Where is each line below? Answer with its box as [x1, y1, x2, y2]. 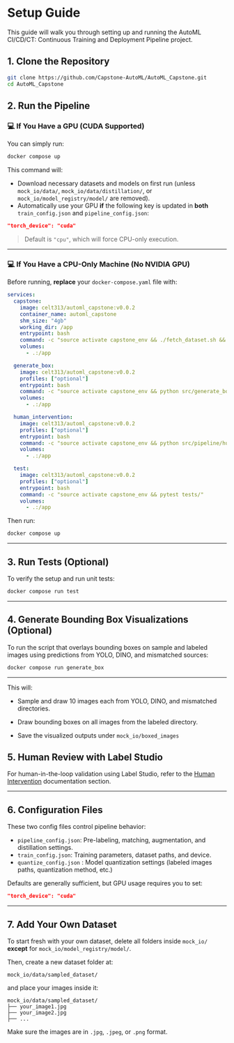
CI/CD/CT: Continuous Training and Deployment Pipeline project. [7, 35, 193, 43]
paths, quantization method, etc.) [17, 866, 113, 874]
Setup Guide [7, 5, 81, 21]
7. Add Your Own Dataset [7, 918, 117, 930]
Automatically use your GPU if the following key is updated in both [17, 201, 209, 210]
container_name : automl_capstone [19, 310, 117, 318]
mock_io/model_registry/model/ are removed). [17, 194, 150, 203]
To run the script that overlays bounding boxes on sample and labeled [7, 643, 208, 651]
